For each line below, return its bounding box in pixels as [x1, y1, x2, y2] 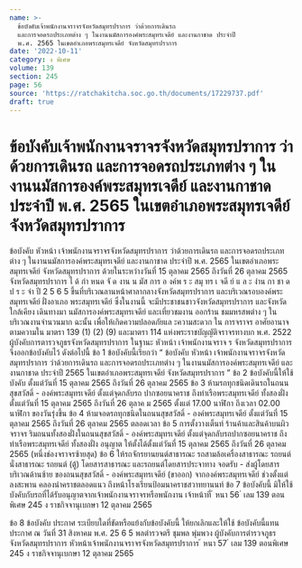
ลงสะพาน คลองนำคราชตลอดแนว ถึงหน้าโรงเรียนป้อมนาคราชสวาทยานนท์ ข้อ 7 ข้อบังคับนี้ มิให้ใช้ [9, 480, 293, 490]
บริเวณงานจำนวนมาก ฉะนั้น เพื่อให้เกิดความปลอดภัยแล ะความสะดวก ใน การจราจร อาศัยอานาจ [9, 317, 289, 328]
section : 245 [9, 72, 59, 81]
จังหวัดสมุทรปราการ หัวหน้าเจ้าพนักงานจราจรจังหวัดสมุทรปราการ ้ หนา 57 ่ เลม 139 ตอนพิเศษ [9, 538, 288, 549]
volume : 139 [9, 64, 54, 73]
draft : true [9, 97, 54, 107]
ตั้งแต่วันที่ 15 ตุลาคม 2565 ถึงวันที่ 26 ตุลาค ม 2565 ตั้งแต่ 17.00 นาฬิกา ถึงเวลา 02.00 [9, 398, 281, 409]
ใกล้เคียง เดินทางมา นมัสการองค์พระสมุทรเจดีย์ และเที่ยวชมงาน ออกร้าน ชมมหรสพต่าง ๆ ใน [9, 306, 278, 317]
